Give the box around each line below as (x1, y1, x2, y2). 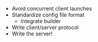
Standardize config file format (11, 11, 84, 18)
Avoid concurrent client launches (11, 5, 93, 12)
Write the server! (11, 30, 53, 37)
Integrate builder (20, 18, 61, 24)
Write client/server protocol (11, 24, 79, 31)
